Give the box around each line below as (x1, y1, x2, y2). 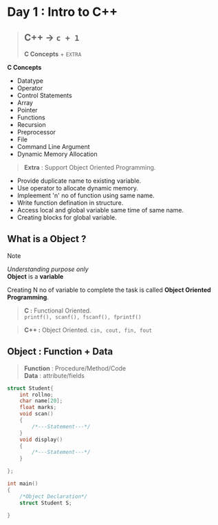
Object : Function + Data (7, 346, 113, 357)
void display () (19, 436, 63, 443)
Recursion (17, 121, 46, 128)
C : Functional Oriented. (23, 306, 91, 315)
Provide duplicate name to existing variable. (17, 177, 142, 185)
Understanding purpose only (7, 265, 89, 273)
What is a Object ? (7, 233, 87, 245)
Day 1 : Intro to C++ (7, 4, 118, 20)
